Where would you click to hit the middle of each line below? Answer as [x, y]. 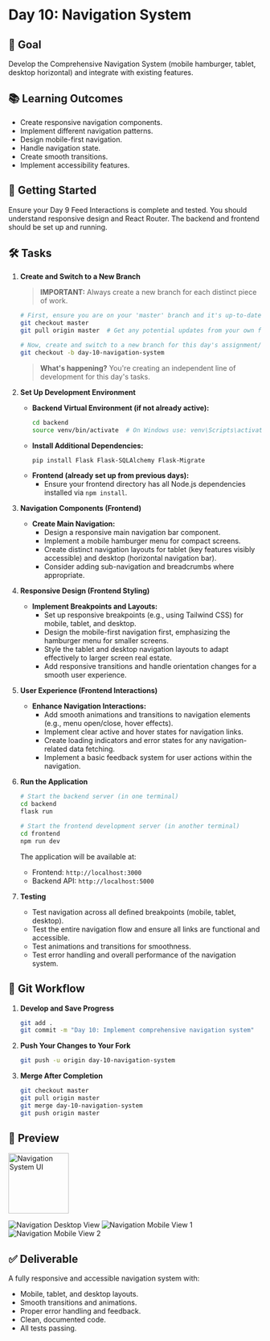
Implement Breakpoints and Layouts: [95, 607]
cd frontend [40, 833]
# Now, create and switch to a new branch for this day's [119, 345]
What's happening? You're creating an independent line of [138, 367]
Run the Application [54, 782]
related [56, 749]
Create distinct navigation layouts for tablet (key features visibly [149, 550]
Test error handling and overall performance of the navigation [134, 955]
